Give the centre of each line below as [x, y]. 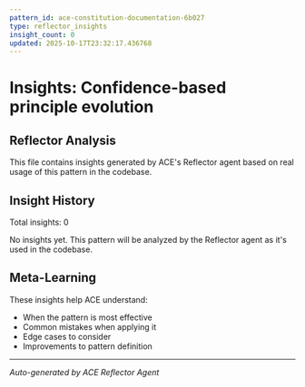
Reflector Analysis [63, 140]
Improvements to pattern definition [87, 346]
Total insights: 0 [39, 222]
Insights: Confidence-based [118, 88]
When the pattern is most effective [87, 317]
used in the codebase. [51, 249]
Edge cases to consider [67, 336]
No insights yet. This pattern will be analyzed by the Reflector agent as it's [148, 240]
